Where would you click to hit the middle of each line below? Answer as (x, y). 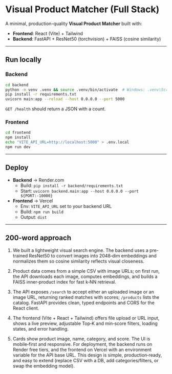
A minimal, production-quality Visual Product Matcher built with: (74, 24)
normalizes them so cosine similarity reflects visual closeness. (78, 261)
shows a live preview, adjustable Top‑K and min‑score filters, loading (85, 323)
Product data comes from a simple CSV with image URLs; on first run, (86, 271)
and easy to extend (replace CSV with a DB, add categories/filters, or (85, 360)
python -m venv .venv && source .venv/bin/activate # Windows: (75, 90)
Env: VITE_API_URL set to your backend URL (66, 206)
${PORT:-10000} (36, 196)
